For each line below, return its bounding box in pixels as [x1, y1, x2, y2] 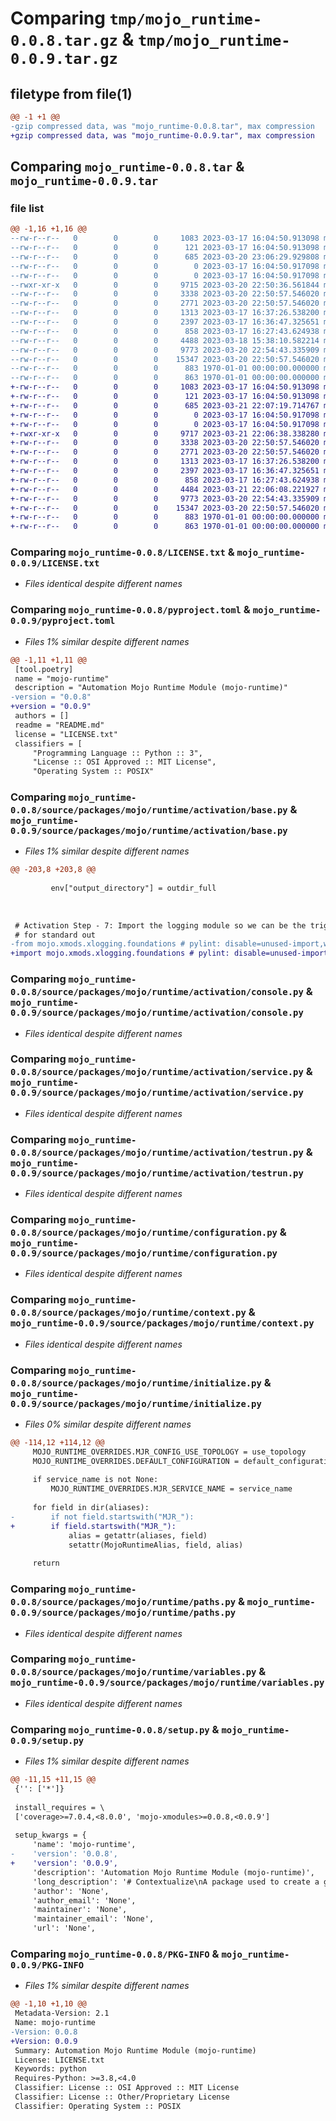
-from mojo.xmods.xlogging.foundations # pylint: [10, 939, 222, 949]
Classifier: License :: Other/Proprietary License [14, 2092, 230, 2102]
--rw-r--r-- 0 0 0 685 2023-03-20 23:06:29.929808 [10, 252, 320, 262]
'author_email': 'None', [32, 1895, 137, 1906]
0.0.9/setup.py [10, 1735, 85, 1746]
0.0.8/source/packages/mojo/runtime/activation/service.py [10, 1067, 304, 1078]
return [32, 1558, 60, 1569]
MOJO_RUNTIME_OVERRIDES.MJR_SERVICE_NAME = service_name [50, 1484, 293, 1494]
